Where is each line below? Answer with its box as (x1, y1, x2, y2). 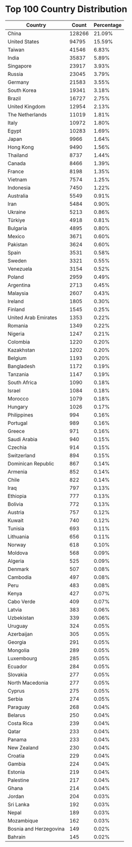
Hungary (7, 403, 28, 410)
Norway (7, 541, 26, 548)
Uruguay (7, 622, 28, 629)
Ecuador (7, 663, 27, 670)
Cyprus (7, 687, 25, 694)
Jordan (7, 793, 24, 800)
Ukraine (7, 208, 26, 215)
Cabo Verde (7, 598, 36, 605)
